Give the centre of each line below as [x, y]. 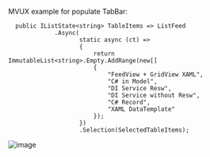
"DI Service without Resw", [154, 95]
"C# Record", [129, 102]
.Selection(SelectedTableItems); [134, 130]
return [104, 54]
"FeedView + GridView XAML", [155, 75]
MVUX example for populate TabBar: [68, 11]
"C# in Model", [132, 82]
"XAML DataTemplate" [141, 109]
